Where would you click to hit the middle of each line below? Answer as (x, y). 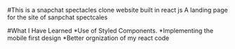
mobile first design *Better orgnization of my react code (88, 38)
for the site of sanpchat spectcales (58, 17)
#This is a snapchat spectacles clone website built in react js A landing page (117, 10)
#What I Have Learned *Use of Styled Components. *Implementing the (110, 31)
